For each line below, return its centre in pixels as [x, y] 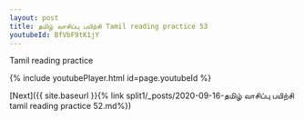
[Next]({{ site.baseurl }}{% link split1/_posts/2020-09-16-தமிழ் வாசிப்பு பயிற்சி [152, 95]
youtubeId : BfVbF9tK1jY [55, 35]
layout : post [34, 18]
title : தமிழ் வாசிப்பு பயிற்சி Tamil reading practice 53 [109, 26]
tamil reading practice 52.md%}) [71, 106]
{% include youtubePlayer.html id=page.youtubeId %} [111, 78]
